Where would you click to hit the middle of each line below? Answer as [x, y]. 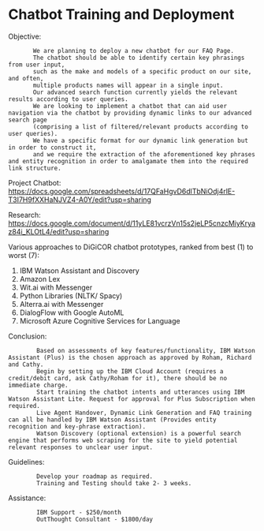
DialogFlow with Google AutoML [72, 312]
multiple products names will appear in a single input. [128, 85]
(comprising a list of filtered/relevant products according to [140, 127]
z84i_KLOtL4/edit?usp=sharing [59, 231]
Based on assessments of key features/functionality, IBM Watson [146, 350]
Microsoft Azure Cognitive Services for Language [100, 320]
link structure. [35, 168]
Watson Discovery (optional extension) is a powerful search [139, 433]
